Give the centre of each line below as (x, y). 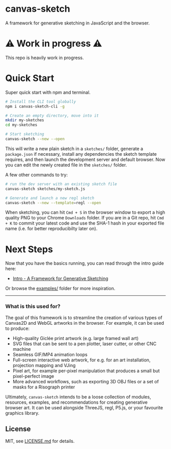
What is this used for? (33, 306)
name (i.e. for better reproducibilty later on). (51, 229)
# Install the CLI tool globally (41, 102)
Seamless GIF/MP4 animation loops (50, 354)
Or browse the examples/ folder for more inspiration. (60, 289)
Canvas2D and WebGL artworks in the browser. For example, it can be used (85, 323)
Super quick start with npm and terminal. (48, 92)
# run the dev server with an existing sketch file (61, 184)
